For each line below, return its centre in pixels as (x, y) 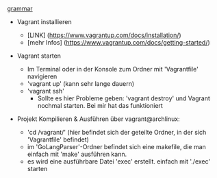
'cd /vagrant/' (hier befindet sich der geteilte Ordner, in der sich (117, 132)
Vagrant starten (39, 56)
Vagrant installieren (44, 22)
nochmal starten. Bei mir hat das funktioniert (100, 105)
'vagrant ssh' (46, 91)
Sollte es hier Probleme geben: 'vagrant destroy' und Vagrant (124, 98)
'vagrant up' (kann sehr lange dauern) (81, 84)
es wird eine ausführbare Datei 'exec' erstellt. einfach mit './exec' (119, 162)
